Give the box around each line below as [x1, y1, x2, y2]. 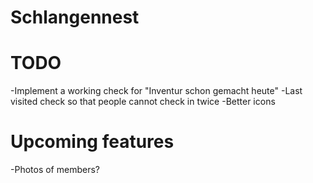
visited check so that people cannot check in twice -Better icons [10, 96, 276, 108]
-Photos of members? [10, 164, 100, 176]
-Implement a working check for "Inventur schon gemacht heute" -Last [10, 85, 303, 97]
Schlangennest [10, 6, 140, 29]
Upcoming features [10, 131, 175, 153]
